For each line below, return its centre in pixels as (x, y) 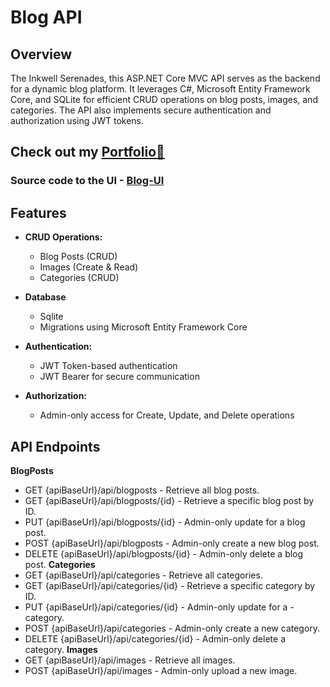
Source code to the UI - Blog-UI (87, 181)
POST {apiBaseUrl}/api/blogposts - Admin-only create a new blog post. (172, 543)
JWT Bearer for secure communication (119, 377)
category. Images (61, 649)
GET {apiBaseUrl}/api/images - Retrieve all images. (130, 660)
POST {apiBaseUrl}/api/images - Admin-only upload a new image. (161, 670)
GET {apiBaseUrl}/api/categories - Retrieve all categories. (143, 575)
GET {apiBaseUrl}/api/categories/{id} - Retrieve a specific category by (170, 585)
